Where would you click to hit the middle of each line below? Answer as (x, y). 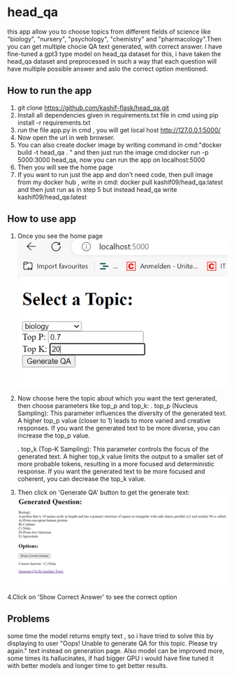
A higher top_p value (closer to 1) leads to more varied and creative (114, 420)
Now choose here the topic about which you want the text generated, (117, 398)
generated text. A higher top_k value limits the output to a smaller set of (120, 456)
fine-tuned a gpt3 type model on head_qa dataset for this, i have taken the (114, 54)
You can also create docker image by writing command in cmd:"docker (119, 145)
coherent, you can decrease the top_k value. (81, 479)
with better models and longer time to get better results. (88, 665)
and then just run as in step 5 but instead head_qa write (97, 189)
